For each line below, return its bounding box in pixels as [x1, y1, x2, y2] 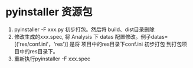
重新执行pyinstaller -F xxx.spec [14, 55, 91, 62]
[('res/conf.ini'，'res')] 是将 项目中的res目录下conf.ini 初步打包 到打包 [14, 40, 182, 47]
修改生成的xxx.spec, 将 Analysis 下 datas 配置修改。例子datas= [14, 33, 168, 40]
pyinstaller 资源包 [5, 5, 93, 19]
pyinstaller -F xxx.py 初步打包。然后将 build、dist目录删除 [14, 26, 155, 33]
